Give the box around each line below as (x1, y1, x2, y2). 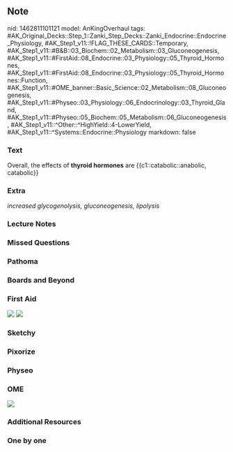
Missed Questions (7, 238, 70, 248)
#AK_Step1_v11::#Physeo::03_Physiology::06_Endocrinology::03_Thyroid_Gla (7, 98, 225, 107)
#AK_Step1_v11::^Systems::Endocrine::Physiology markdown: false (7, 128, 196, 136)
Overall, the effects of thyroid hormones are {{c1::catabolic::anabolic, (7, 161, 207, 169)
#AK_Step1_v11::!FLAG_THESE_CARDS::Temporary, (45, 38, 189, 47)
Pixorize (7, 347, 36, 356)
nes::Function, (7, 76, 48, 84)
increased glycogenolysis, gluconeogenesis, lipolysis (7, 202, 160, 210)
